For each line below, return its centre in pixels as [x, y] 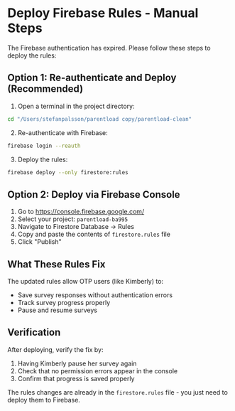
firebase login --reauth [44, 146]
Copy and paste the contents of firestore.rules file [94, 234]
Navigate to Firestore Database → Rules [76, 227]
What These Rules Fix [56, 264]
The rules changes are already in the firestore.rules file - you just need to [118, 392]
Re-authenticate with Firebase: [62, 132]
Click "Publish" [39, 242]
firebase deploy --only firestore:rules [68, 172]
